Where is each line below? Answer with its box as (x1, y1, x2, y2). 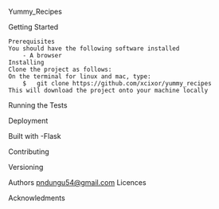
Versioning (8, 163, 44, 172)
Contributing (8, 147, 49, 156)
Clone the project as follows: (8, 65, 112, 73)
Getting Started (8, 22, 59, 31)
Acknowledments (8, 193, 65, 203)
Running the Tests (8, 101, 68, 110)
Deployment (8, 116, 49, 125)
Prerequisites (8, 37, 56, 45)
